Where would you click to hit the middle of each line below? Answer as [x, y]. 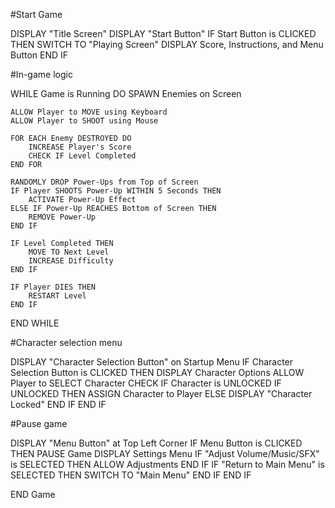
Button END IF [39, 55]
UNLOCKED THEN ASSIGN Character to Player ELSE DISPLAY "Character [161, 393]
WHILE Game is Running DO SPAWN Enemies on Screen [126, 93]
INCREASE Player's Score [80, 147]
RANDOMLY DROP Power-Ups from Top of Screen [104, 182]
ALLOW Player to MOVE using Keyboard [89, 112]
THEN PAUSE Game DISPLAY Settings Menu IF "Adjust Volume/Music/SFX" [165, 453]
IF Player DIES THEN [53, 287]
